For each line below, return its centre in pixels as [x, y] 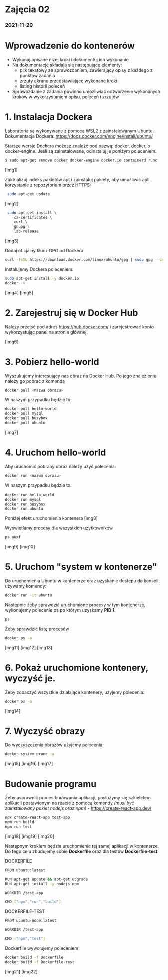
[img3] [12, 241]
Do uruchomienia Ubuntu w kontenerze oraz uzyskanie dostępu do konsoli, [82, 581]
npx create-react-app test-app [38, 818]
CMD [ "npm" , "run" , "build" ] [33, 902]
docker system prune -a [30, 754]
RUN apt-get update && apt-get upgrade [47, 879]
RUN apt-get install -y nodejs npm [42, 884]
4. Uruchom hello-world [56, 453]
